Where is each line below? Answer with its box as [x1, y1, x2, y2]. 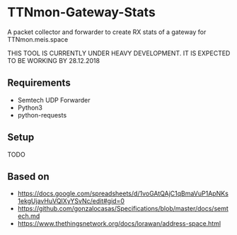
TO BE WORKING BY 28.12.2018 [7, 56, 100, 64]
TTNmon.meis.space [7, 35, 69, 43]
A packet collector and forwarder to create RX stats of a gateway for [7, 28, 207, 36]
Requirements [7, 77, 71, 89]
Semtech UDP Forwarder [17, 96, 91, 104]
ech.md [17, 212, 40, 220]
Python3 [17, 103, 42, 112]
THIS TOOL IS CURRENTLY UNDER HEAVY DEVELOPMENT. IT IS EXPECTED [7, 49, 231, 57]
